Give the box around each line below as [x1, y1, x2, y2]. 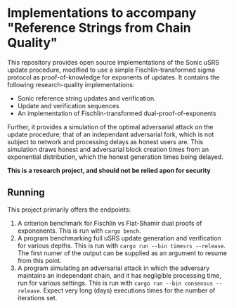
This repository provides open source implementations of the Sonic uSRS [7, 58, 220, 66]
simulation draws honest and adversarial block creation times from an [7, 145, 209, 153]
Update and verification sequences [17, 101, 119, 110]
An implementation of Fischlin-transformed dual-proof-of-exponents [17, 109, 216, 117]
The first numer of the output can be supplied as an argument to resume [17, 248, 227, 257]
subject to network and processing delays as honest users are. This [7, 137, 204, 146]
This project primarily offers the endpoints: [7, 205, 131, 214]
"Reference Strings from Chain [7, 20, 191, 36]
